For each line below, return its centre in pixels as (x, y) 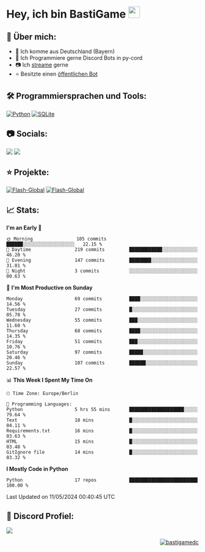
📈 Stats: (23, 210)
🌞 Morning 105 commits (56, 239)
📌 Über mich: (31, 37)
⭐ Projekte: (28, 172)
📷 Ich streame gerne (42, 65)
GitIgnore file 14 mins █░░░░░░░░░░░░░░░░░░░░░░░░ (102, 452)
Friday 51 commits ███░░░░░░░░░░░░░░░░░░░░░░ (102, 342)
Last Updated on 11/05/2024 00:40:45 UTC (61, 497)
